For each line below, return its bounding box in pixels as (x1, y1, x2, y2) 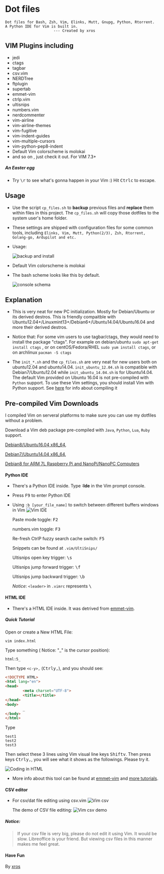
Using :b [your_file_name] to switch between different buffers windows (12, 502, 159, 508)
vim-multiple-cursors (12, 138, 55, 144)
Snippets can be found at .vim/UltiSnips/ (12, 545, 98, 551)
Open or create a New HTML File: (5, 629, 73, 635)
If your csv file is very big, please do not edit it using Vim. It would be (17, 831, 157, 837)
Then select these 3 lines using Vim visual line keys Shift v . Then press (5, 751, 151, 757)
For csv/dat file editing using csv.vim (12, 797, 87, 803)
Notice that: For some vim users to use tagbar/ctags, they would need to (12, 334, 159, 340)
